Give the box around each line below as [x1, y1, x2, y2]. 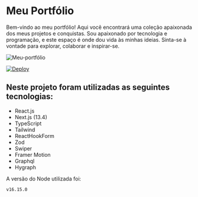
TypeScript [14, 120, 42, 127]
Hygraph [14, 163, 37, 170]
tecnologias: [6, 91, 53, 101]
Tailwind [14, 126, 35, 133]
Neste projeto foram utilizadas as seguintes [6, 83, 170, 93]
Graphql [14, 157, 35, 165]
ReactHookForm [14, 132, 55, 139]
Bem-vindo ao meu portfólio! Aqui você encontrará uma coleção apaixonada [6, 24, 192, 31]
